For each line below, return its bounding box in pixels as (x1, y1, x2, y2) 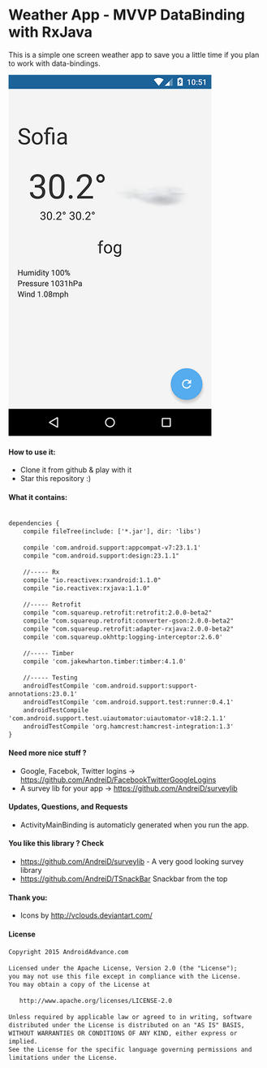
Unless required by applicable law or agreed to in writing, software (8, 1014, 252, 1022)
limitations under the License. (8, 1054, 118, 1062)
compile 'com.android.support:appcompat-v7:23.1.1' (23, 544, 201, 552)
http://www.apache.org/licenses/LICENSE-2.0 (19, 997, 173, 1005)
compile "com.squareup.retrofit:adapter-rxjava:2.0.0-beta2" (23, 625, 234, 633)
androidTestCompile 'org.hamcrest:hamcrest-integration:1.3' (23, 723, 234, 731)
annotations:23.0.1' (8, 690, 79, 698)
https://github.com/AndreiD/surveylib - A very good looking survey (19, 856, 244, 866)
